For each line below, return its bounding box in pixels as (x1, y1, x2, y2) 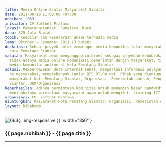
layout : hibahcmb (5, 104, 41, 109)
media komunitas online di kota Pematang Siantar (9, 62, 114, 67)
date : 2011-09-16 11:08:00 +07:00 (5, 12, 77, 17)
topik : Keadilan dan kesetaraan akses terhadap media (5, 35, 119, 40)
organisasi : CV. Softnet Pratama (5, 95, 74, 99)
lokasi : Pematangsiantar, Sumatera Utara (5, 26, 92, 31)
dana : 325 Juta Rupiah (5, 30, 52, 35)
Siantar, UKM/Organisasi (9, 81, 61, 86)
